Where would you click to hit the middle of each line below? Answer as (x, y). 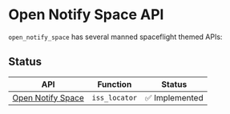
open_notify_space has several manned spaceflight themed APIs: (115, 37)
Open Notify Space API (86, 15)
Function (115, 84)
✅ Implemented (174, 97)
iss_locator (115, 98)
